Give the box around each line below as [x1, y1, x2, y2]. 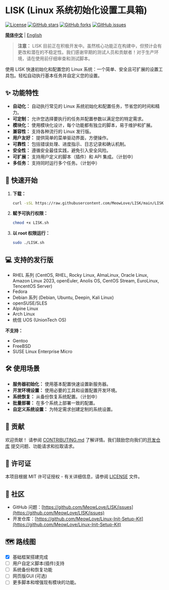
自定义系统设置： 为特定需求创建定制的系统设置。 [12, 406, 116, 412]
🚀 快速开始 [5, 176, 38, 185]
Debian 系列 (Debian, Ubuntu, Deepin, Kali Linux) [12, 294, 114, 301]
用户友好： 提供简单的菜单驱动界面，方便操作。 [12, 134, 111, 140]
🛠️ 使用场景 [5, 364, 40, 373]
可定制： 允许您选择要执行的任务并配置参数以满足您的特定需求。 [12, 116, 146, 122]
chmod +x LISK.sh [12, 220, 49, 225]
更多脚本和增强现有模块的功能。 [12, 579, 79, 585]
